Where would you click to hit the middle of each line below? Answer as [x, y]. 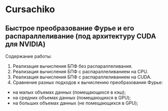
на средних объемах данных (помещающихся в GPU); [72, 98]
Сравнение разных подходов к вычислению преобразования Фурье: [88, 82]
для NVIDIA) [25, 44]
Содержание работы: [29, 56]
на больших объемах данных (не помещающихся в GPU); [75, 103]
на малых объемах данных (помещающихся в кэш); [69, 92]
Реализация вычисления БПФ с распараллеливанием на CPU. [80, 72]
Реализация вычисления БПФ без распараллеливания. [73, 66]
